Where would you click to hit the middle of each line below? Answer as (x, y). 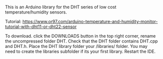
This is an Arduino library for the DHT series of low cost (61, 7)
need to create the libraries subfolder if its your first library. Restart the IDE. (80, 51)
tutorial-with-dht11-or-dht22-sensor (41, 27)
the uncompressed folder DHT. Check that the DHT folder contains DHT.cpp (81, 41)
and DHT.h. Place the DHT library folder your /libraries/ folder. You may (76, 46)
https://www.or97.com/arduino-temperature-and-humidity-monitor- (90, 22)
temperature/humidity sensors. (36, 12)
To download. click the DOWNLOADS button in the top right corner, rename (80, 36)
